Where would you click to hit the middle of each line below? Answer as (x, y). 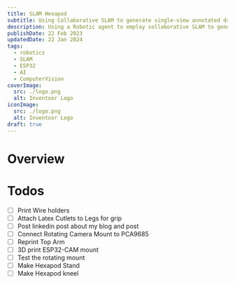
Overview (36, 159)
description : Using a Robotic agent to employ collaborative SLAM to (111, 27)
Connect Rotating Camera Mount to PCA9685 (83, 234)
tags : (15, 46)
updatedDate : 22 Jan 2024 (45, 40)
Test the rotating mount (51, 257)
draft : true (24, 124)
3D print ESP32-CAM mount (58, 250)
